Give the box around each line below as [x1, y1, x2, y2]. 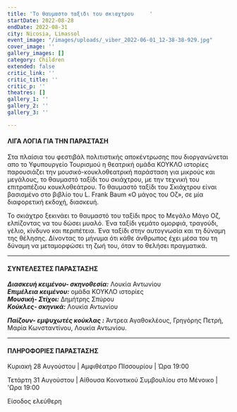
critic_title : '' [7, 76, 59, 83]
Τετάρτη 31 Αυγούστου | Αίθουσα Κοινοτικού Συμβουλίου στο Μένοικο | [7, 376, 218, 384]
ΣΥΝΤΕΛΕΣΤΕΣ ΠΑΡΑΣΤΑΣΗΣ [7, 264, 99, 273]
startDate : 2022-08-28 [7, 17, 74, 24]
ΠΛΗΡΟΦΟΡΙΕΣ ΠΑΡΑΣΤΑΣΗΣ [7, 346, 99, 355]
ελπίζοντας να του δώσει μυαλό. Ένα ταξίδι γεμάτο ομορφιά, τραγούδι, [7, 218, 219, 227]
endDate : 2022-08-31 [7, 23, 68, 30]
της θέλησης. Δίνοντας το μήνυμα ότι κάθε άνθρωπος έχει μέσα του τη [7, 234, 218, 242]
